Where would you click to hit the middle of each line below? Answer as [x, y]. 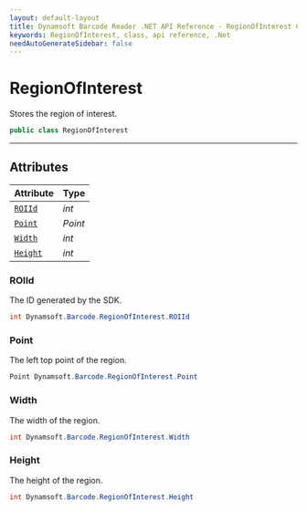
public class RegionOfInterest [69, 130]
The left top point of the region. [69, 360]
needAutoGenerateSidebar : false [71, 43]
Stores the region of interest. [64, 114]
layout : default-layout [55, 18]
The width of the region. [55, 420]
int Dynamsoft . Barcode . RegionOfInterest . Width [100, 437]
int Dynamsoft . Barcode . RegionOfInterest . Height [102, 497]
